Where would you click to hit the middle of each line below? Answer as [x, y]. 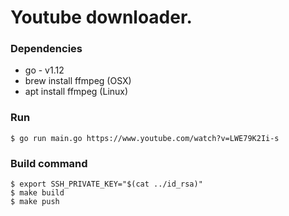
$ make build [37, 193]
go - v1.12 [44, 70]
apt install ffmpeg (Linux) [76, 92]
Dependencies [46, 49]
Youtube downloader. [101, 17]
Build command [49, 163]
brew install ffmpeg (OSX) [78, 81]
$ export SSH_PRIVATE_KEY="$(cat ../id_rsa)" [106, 184]
